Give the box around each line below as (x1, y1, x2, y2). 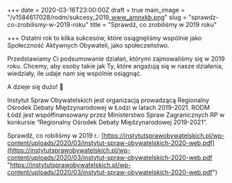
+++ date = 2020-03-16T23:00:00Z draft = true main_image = (7, 6, 186, 14)
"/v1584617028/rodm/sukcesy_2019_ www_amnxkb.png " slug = (7, 13, 187, 21)
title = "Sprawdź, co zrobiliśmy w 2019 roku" (89, 21, 217, 28)
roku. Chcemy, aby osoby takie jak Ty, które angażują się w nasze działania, (7, 62, 224, 70)
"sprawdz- (188, 13, 220, 21)
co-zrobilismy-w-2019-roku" (7, 21, 89, 28)
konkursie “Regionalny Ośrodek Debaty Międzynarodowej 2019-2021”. (7, 118, 208, 126)
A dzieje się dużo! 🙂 (7, 83, 64, 90)
